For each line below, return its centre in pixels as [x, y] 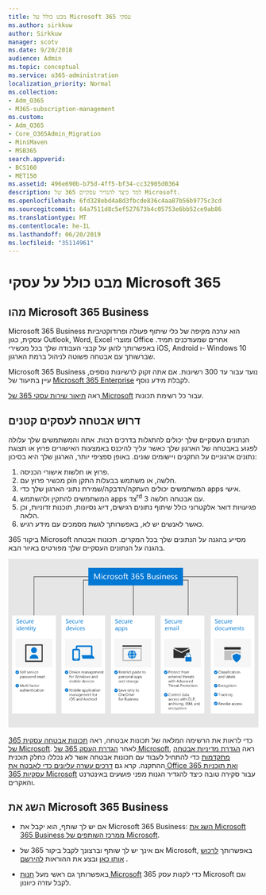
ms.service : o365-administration [64, 75]
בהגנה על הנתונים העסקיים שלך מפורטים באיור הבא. [87, 547]
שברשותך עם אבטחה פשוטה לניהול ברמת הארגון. [82, 356]
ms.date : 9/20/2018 [40, 50]
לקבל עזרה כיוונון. [45, 882]
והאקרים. [22, 782]
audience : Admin [35, 59]
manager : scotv [33, 42]
